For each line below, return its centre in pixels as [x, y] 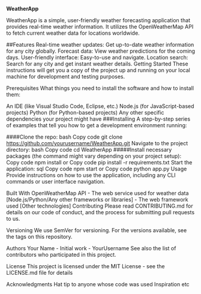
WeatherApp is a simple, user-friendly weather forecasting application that [98, 20]
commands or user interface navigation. [55, 181]
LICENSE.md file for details [40, 273]
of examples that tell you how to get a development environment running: [97, 125]
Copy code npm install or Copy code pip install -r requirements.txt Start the [99, 162]
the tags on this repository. [40, 237]
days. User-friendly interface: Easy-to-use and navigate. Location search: [97, 57]
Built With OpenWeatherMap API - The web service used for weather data [97, 193]
